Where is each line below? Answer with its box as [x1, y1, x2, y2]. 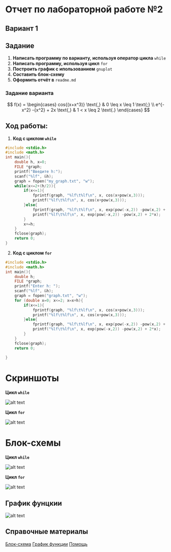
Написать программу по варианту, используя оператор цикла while [12, 55, 166, 61]
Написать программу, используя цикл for [12, 61, 108, 67]
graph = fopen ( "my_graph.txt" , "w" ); [14, 179, 95, 184]
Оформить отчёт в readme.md [12, 77, 77, 83]
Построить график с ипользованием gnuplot [12, 66, 113, 72]
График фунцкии [5, 499, 62, 507]
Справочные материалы [5, 527, 88, 536]
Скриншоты [5, 372, 59, 384]
